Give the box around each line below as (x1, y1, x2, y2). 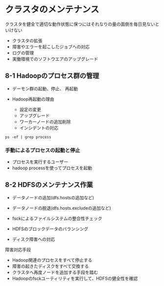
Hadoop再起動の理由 (12, 96, 54, 102)
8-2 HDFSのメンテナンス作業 (5, 181, 93, 189)
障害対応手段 (5, 246, 31, 252)
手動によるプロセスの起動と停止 (5, 147, 80, 154)
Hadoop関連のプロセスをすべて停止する (12, 257, 93, 263)
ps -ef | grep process (5, 135, 51, 140)
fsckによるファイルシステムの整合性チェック (12, 215, 102, 221)
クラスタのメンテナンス (5, 4, 99, 15)
